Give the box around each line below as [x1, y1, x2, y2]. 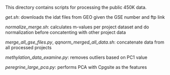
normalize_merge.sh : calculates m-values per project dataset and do [5, 24, 149, 30]
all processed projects [5, 45, 52, 50]
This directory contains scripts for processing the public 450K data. [5, 5, 147, 10]
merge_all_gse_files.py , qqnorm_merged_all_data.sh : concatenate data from [5, 39, 164, 45]
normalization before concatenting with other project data [5, 29, 126, 35]
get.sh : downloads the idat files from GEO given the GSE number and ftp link [5, 14, 165, 20]
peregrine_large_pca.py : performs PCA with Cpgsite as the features [5, 64, 147, 70]
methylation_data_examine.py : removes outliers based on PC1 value [5, 54, 148, 60]
